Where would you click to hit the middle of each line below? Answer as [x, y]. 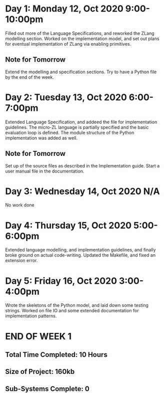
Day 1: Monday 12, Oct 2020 [64, 9]
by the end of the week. [29, 77]
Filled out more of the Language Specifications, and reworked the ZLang [80, 33]
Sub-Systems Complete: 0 [47, 389]
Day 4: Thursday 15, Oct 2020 [68, 225]
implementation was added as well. [41, 138]
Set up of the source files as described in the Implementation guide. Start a [82, 165]
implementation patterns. [31, 316]
